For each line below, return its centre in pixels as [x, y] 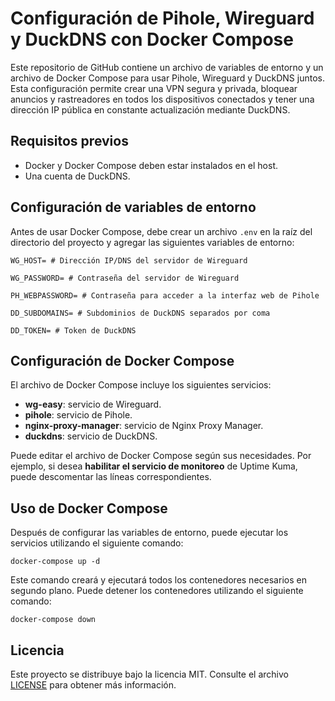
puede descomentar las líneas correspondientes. [111, 477]
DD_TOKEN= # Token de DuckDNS [73, 330]
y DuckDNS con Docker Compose [152, 39]
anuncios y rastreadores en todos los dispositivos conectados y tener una [162, 99]
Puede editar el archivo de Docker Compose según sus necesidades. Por [161, 456]
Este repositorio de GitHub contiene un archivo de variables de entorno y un [167, 67]
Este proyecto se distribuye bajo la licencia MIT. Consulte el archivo [149, 674]
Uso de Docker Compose [89, 508]
